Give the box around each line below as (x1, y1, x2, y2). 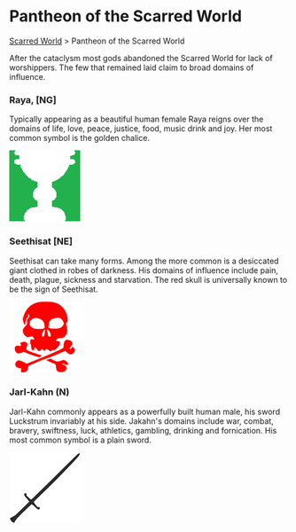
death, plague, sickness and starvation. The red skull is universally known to (9, 274, 288, 285)
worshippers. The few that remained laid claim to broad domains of (9, 62, 254, 73)
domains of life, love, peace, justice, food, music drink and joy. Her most (9, 123, 273, 134)
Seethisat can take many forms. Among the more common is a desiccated (9, 255, 279, 266)
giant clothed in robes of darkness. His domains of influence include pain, (9, 264, 279, 276)
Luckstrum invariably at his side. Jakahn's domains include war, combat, (9, 415, 275, 426)
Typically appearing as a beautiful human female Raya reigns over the (9, 113, 264, 125)
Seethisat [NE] (9, 235, 74, 247)
